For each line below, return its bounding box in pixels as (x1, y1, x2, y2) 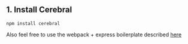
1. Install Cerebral (6, 5, 72, 15)
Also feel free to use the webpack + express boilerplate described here (6, 31, 182, 38)
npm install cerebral (6, 20, 60, 26)
